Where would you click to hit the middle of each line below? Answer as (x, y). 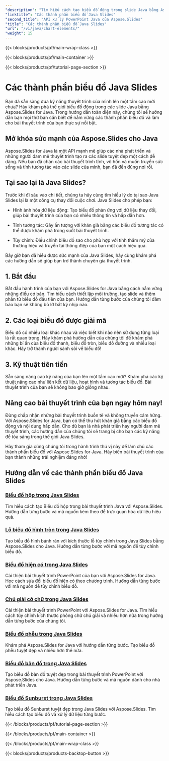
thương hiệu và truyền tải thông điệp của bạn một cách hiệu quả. (79, 245)
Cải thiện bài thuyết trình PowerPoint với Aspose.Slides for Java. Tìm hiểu (81, 610)
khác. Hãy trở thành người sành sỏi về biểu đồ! (53, 349)
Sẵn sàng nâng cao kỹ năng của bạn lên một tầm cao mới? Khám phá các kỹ (84, 376)
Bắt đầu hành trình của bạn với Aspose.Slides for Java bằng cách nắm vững (84, 289)
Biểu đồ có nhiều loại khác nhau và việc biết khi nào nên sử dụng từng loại (82, 332)
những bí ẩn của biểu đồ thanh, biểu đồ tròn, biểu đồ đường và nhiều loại (80, 343)
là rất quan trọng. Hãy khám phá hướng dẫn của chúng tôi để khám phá (79, 338)
